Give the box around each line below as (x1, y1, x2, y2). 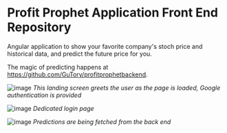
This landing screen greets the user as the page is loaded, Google (33, 83, 221, 92)
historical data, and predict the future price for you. (7, 50, 153, 58)
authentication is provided (7, 91, 82, 99)
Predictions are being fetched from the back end (33, 117, 171, 125)
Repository (7, 19, 72, 35)
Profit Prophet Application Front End (7, 5, 219, 21)
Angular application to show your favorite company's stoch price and (7, 42, 203, 50)
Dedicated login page (33, 104, 94, 112)
